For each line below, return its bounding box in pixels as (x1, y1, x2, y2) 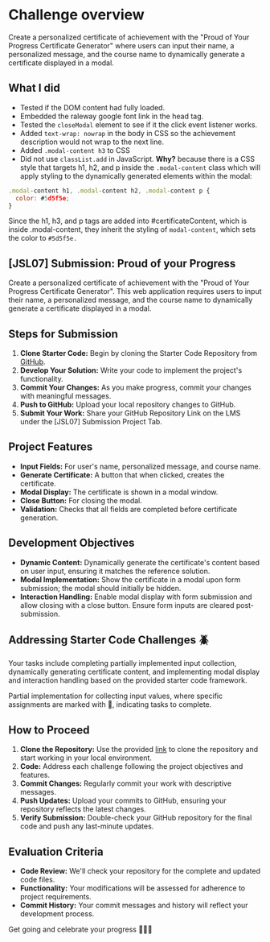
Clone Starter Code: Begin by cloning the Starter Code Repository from (19, 349, 258, 357)
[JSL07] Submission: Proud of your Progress (8, 256, 236, 271)
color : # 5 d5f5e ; (15, 194, 70, 202)
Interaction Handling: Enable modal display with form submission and (19, 592, 252, 601)
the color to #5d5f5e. (8, 233, 78, 243)
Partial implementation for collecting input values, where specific (8, 691, 223, 701)
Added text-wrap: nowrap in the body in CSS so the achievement (19, 128, 235, 138)
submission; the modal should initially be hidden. (19, 583, 182, 593)
